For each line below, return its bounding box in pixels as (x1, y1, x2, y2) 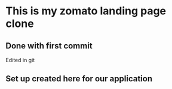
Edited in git (5, 57, 35, 63)
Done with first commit (5, 41, 93, 51)
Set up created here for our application (5, 73, 153, 84)
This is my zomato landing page (5, 4, 167, 18)
